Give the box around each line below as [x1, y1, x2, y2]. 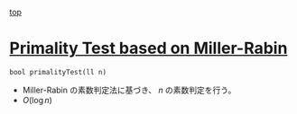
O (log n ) [22, 94, 52, 105]
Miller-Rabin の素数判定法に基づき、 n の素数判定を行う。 [22, 84, 237, 95]
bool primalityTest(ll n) [9, 67, 107, 76]
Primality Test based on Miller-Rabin [9, 39, 288, 58]
